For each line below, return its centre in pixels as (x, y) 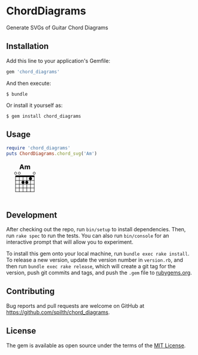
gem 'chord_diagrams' (33, 72)
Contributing (30, 291)
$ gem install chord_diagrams (44, 116)
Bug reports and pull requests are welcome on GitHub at (75, 305)
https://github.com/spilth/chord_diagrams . (58, 312)
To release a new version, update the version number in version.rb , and (95, 260)
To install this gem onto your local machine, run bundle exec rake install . (98, 253)
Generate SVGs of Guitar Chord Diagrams (57, 27)
